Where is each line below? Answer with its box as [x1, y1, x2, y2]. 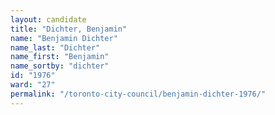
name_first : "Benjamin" [10, 52, 110, 62]
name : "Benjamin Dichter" [10, 33, 118, 43]
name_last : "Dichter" [10, 42, 101, 53]
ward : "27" [10, 80, 56, 90]
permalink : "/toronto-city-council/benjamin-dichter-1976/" [10, 89, 267, 99]
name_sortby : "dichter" [10, 61, 110, 71]
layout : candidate [10, 14, 87, 25]
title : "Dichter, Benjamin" [10, 24, 128, 34]
